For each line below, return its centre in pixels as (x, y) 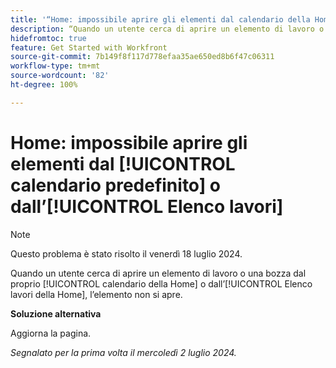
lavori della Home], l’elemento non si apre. (96, 294)
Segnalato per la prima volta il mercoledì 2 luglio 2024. (123, 352)
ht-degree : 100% (44, 85)
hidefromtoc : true (48, 38)
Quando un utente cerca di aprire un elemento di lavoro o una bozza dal (158, 273)
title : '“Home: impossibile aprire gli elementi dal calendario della (160, 19)
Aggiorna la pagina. (51, 333)
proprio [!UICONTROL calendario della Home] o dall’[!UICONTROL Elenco (161, 283)
